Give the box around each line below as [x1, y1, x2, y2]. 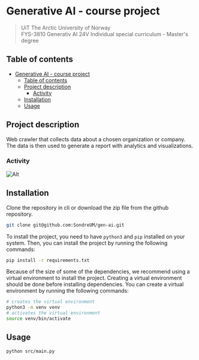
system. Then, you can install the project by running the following [6, 239, 168, 246]
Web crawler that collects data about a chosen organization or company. [6, 135, 186, 142]
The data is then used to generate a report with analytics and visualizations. [6, 142, 194, 149]
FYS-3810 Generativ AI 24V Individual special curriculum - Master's [20, 30, 189, 37]
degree [20, 37, 39, 44]
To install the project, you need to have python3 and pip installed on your [6, 233, 185, 240]
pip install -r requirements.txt [6, 257, 90, 263]
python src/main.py [6, 348, 55, 354]
